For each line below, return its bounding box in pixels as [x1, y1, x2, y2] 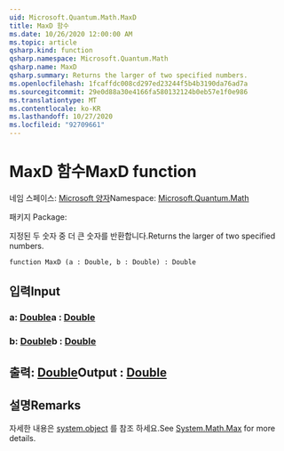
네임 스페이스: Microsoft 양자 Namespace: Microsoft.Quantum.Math [9, 192, 249, 203]
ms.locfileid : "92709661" [9, 121, 105, 130]
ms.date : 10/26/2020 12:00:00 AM [9, 29, 133, 38]
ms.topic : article [9, 37, 77, 47]
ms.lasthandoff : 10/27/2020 [9, 112, 114, 121]
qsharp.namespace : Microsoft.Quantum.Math [9, 54, 169, 63]
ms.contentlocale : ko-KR [9, 104, 101, 113]
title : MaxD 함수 [9, 21, 69, 30]
